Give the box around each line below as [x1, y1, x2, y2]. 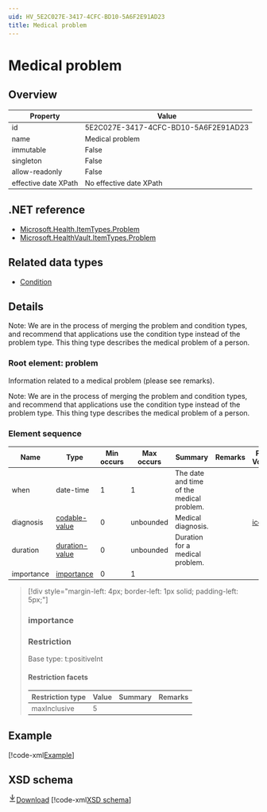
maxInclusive [31, 704, 75, 713]
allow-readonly [11, 167, 63, 176]
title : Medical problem [8, 21, 87, 29]
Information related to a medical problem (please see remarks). [8, 376, 215, 385]
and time [174, 477, 204, 486]
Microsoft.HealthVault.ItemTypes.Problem [19, 233, 157, 242]
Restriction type [31, 692, 86, 702]
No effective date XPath [84, 178, 163, 188]
